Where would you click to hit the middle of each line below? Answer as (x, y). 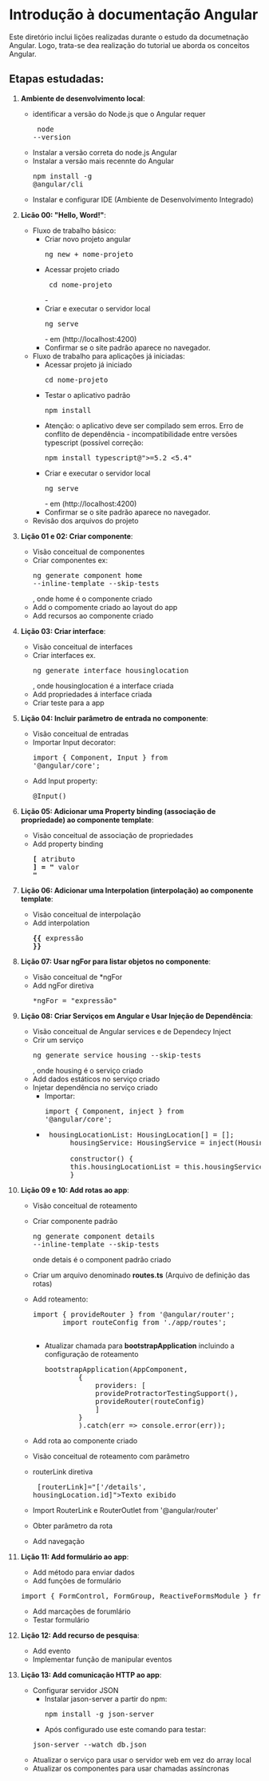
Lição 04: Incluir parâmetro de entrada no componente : (114, 718)
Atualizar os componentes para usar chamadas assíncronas (131, 1768)
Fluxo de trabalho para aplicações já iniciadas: (109, 356)
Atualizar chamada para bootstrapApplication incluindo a (139, 1346)
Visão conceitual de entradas (81, 733)
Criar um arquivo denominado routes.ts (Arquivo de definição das (141, 1275)
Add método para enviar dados (83, 1572)
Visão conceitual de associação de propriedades (113, 835)
